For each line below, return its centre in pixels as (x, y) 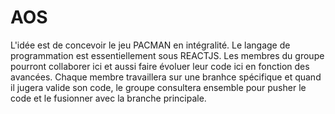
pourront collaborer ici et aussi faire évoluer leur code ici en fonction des (160, 66)
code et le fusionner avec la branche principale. (108, 98)
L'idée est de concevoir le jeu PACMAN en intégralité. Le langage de (150, 45)
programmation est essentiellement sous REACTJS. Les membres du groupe (167, 55)
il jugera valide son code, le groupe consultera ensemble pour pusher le (158, 87)
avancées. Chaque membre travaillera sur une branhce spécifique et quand (166, 77)
